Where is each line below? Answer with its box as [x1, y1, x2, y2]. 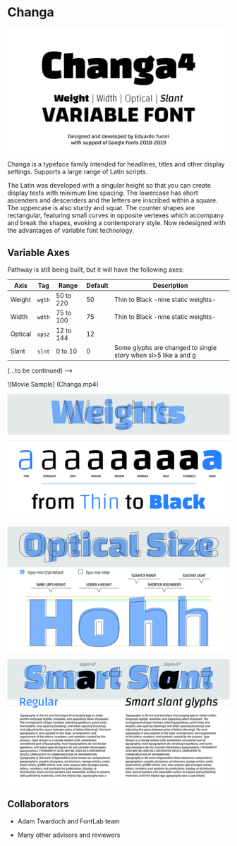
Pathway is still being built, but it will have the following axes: [7, 265, 185, 274]
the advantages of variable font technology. [7, 226, 135, 235]
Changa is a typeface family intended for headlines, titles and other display [7, 160, 225, 169]
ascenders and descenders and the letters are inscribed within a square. [7, 196, 219, 205]
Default [86, 281, 109, 289]
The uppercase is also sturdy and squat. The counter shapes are [7, 204, 195, 212]
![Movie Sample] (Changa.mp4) [7, 380, 99, 389]
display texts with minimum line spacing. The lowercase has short [7, 188, 199, 198]
